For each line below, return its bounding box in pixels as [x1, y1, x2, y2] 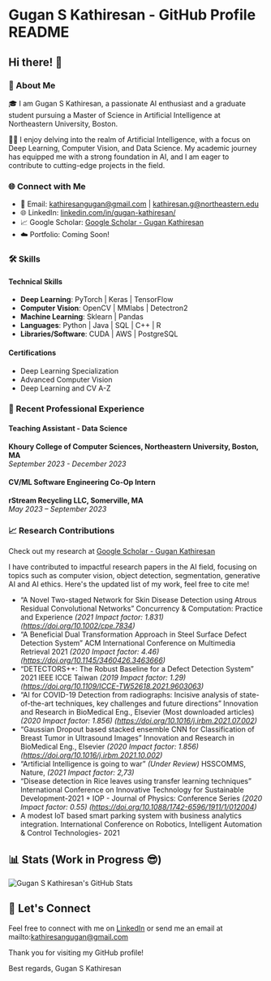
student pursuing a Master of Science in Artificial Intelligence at [8, 110, 221, 119]
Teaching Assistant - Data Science [8, 424, 128, 434]
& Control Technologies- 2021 [19, 828, 120, 838]
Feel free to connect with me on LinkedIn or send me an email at [8, 923, 223, 933]
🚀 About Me [8, 80, 56, 91]
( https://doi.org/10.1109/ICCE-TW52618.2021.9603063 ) [19, 681, 204, 691]
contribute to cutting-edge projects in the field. [8, 160, 166, 170]
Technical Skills [8, 276, 63, 286]
